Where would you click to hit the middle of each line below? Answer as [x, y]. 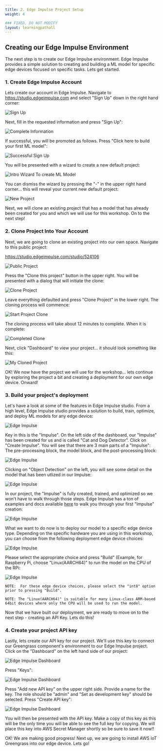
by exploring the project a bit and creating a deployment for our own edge [79, 377]
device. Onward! [21, 382]
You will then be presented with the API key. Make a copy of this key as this [81, 718]
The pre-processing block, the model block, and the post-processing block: [81, 451]
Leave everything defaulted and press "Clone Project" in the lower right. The [82, 300]
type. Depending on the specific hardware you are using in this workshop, [79, 533]
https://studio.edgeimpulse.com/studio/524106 [52, 257]
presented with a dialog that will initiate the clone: [55, 280]
